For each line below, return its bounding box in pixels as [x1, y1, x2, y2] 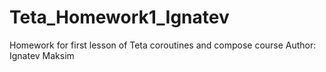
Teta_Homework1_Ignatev [9, 6, 230, 29]
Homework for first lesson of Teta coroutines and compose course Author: [9, 39, 317, 51]
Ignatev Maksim [9, 49, 75, 61]
